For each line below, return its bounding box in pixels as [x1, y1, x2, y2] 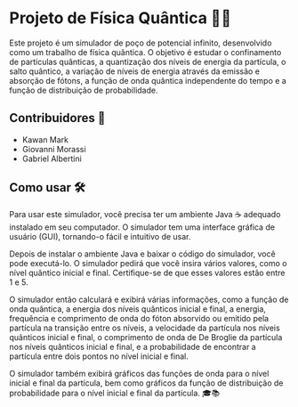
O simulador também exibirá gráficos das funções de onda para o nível [9, 368, 270, 379]
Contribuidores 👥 [9, 110, 106, 126]
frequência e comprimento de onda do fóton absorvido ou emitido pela [9, 313, 270, 323]
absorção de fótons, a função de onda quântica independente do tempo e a [9, 75, 286, 85]
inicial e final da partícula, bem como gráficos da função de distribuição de [9, 378, 284, 388]
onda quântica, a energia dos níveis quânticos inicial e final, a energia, [9, 303, 267, 314]
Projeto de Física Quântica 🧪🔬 [9, 8, 232, 28]
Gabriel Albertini [21, 153, 82, 164]
